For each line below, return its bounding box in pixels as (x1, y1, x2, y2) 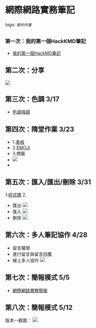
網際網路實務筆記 (5, 4, 76, 16)
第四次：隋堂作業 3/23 (5, 125, 75, 133)
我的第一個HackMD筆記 (12, 50, 61, 56)
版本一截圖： (5, 318, 31, 324)
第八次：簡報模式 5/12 (5, 304, 73, 312)
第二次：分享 (5, 66, 45, 75)
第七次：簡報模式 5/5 (5, 273, 70, 282)
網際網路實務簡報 (12, 287, 48, 293)
